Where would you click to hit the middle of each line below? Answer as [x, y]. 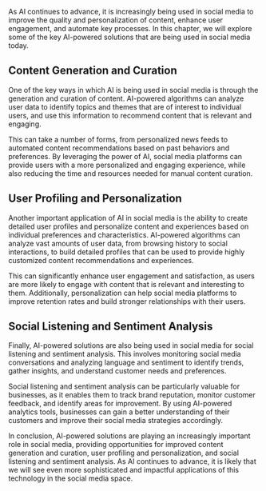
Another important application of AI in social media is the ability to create [128, 218]
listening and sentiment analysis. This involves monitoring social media [125, 354]
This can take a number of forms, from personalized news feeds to [118, 139]
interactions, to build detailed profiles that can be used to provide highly [127, 252]
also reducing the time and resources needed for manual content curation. [131, 173]
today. [19, 46]
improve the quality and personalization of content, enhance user [116, 20]
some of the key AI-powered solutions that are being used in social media [129, 37]
